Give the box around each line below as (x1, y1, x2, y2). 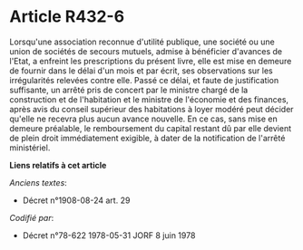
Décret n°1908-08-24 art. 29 (22, 195, 131, 206)
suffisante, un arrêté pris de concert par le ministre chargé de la (9, 84, 249, 95)
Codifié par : (9, 212, 54, 223)
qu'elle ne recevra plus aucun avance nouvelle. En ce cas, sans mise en (9, 113, 279, 124)
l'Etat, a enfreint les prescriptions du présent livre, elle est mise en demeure (9, 55, 292, 66)
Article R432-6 (9, 6, 125, 27)
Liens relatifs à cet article (9, 159, 107, 170)
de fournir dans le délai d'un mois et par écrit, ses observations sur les (9, 65, 274, 76)
